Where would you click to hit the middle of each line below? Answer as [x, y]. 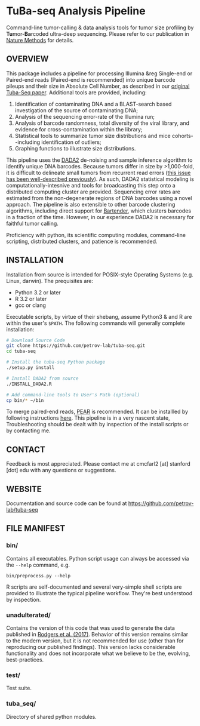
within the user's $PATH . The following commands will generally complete [96, 323]
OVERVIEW [27, 59]
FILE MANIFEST [36, 529]
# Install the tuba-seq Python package [56, 362]
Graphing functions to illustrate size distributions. [75, 148]
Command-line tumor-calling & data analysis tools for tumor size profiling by [100, 27]
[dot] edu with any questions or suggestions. [61, 470]
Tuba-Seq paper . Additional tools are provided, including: [77, 92]
